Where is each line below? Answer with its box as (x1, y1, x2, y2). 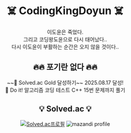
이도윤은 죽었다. (46, 28, 84, 35)
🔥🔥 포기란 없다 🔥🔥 (33, 62, 98, 72)
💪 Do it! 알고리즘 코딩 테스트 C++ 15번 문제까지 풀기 (5, 86, 126, 93)
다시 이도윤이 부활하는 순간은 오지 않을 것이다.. (11, 43, 119, 50)
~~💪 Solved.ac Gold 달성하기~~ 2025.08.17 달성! (7, 79, 124, 86)
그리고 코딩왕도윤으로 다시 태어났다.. (23, 35, 107, 43)
